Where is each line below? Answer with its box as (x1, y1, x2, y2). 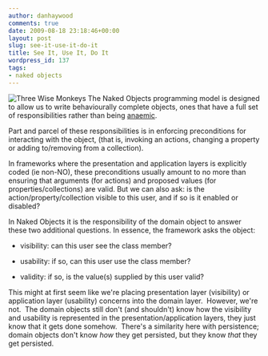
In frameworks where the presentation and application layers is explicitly (8, 158, 247, 168)
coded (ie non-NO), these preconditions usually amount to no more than (8, 167, 246, 176)
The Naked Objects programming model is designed (87, 93, 260, 103)
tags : (8, 64, 26, 72)
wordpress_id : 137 (8, 57, 70, 65)
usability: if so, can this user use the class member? (19, 256, 191, 265)
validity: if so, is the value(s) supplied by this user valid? (19, 272, 205, 281)
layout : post (8, 34, 52, 42)
